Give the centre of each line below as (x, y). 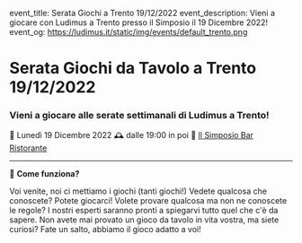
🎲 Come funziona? (44, 174)
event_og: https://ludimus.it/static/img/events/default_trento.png (129, 32)
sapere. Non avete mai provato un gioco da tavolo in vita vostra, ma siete (144, 220)
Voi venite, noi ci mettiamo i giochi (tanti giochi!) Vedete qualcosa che (138, 191)
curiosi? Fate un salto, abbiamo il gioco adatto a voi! (105, 230)
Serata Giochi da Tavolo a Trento (133, 69)
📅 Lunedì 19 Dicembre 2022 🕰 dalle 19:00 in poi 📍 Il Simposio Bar (132, 135)
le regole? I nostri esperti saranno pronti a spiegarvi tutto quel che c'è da (144, 211)
